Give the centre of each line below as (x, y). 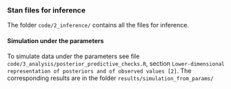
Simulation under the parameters (56, 40)
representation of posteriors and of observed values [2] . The (99, 71)
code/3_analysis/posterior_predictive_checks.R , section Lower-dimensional (116, 63)
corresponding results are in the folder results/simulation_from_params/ (110, 78)
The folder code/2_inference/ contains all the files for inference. (98, 25)
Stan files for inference (47, 10)
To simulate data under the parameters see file (73, 56)
